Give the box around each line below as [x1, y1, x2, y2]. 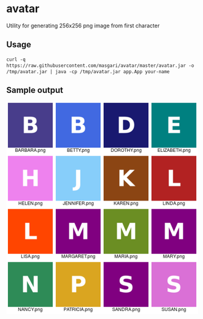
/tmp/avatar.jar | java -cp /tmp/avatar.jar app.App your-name [6, 69, 170, 75]
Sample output [6, 85, 64, 95]
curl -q [6, 57, 26, 63]
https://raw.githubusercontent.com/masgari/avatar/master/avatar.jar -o [6, 63, 194, 69]
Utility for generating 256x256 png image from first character [6, 22, 160, 29]
